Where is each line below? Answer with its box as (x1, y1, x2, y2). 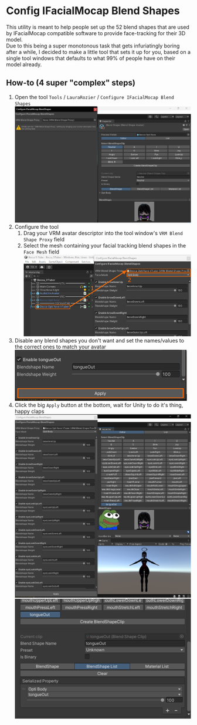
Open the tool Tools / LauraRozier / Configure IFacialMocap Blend (14, 93, 174, 100)
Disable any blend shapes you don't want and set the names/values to (14, 337, 185, 344)
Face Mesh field (23, 248, 60, 255)
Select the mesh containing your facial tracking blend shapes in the (23, 242, 186, 249)
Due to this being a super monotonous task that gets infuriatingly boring (6, 42, 180, 49)
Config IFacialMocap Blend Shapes (6, 4, 180, 18)
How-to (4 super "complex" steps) (6, 78, 136, 88)
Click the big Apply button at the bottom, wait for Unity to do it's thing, (14, 402, 184, 409)
